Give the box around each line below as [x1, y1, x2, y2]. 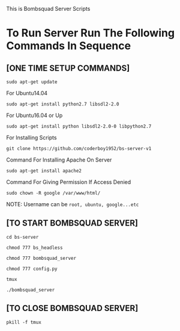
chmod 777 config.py [6, 265, 58, 272]
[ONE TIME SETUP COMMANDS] [6, 63, 130, 73]
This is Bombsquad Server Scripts [6, 5, 91, 12]
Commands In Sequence [6, 39, 131, 53]
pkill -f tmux [6, 319, 42, 325]
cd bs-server [6, 234, 39, 240]
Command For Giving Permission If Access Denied [6, 178, 131, 186]
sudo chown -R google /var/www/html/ [6, 190, 101, 196]
